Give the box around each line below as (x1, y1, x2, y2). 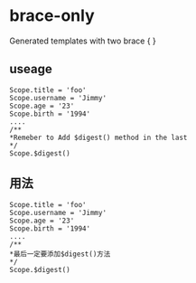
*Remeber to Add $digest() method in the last (9, 133, 188, 142)
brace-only (9, 5, 95, 26)
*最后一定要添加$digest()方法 (9, 250, 111, 259)
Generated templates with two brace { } (9, 35, 156, 46)
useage (9, 61, 52, 77)
